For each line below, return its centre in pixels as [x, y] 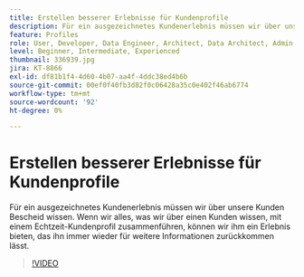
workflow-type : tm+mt [50, 93]
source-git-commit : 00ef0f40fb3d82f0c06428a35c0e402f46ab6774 [129, 85]
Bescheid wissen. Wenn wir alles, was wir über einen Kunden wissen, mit [146, 217]
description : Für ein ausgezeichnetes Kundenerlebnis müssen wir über [145, 26]
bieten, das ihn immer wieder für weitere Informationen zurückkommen [142, 236]
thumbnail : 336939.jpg [52, 60]
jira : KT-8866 [36, 69]
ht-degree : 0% [36, 110]
